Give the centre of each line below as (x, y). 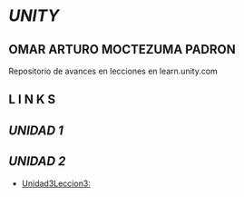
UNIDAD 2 (37, 161)
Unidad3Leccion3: (56, 183)
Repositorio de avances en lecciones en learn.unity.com (113, 71)
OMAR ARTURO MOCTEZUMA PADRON (122, 49)
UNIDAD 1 (36, 130)
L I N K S (32, 99)
